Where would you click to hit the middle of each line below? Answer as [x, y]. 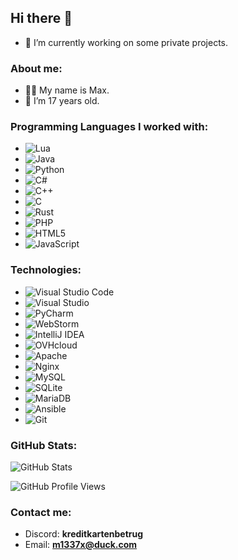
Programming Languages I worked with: [109, 127]
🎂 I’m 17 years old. [62, 101]
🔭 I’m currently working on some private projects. [126, 42]
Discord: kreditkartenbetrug [84, 534]
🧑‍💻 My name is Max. [67, 90]
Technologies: [46, 270]
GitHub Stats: [44, 445]
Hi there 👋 [41, 18]
